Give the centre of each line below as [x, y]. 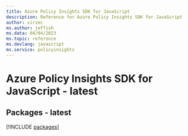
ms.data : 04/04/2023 [31, 33]
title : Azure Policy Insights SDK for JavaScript [68, 11]
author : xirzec [25, 22]
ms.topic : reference [31, 39]
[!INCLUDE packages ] [33, 127]
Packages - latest [39, 113]
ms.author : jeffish [30, 28]
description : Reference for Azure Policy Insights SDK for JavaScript [94, 17]
